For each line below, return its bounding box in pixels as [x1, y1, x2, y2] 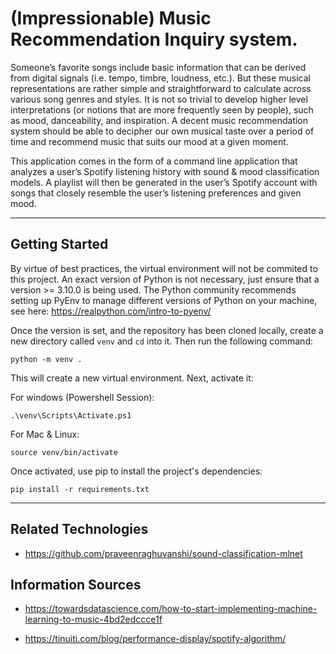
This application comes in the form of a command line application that [10, 155, 298, 167]
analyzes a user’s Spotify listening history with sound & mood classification [10, 165, 320, 177]
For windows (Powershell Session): [10, 391, 155, 403]
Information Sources [10, 576, 142, 593]
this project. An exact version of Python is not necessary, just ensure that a [10, 273, 320, 285]
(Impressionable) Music [10, 7, 212, 30]
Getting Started [10, 236, 109, 253]
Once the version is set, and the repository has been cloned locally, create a [10, 324, 324, 336]
